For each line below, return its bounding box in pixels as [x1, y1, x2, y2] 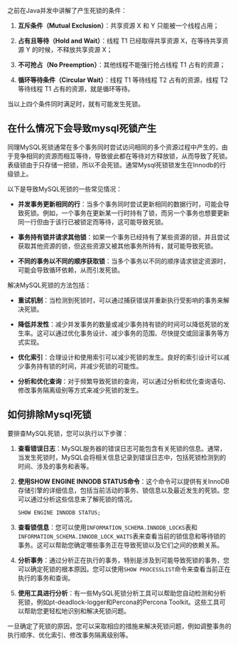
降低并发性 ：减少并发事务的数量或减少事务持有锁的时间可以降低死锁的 [17, 320, 224, 328]
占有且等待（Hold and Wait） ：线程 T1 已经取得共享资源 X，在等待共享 [17, 36, 222, 45]
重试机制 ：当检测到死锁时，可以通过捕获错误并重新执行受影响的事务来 [17, 296, 224, 304]
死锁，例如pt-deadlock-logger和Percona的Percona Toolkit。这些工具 [17, 598, 220, 606]
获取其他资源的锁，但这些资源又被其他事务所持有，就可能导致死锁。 [17, 241, 217, 250]
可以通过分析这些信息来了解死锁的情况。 [17, 494, 136, 504]
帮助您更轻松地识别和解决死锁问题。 [23, 606, 130, 615]
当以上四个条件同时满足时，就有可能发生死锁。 [7, 100, 144, 108]
